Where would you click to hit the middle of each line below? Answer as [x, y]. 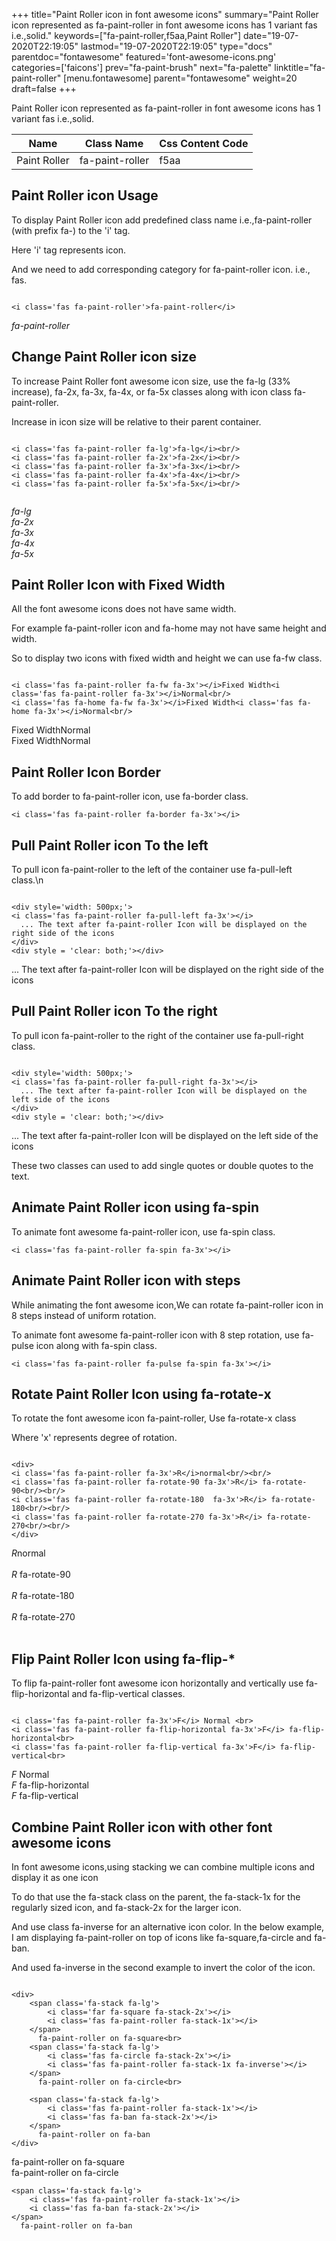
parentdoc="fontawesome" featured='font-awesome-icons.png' [144, 57]
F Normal [30, 1775]
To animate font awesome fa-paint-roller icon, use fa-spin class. [143, 1231]
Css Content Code [204, 143]
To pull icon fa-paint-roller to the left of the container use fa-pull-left [152, 870]
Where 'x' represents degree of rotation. [94, 1438]
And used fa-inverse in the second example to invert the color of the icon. [163, 1967]
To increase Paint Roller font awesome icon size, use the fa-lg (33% [151, 381]
